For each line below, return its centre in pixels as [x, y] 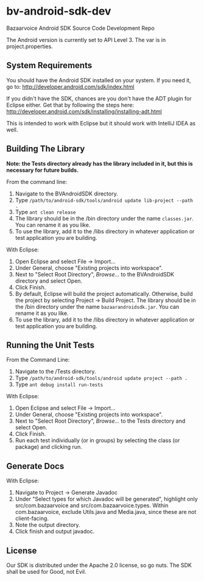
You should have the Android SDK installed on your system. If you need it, [99, 80]
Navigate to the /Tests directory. [55, 371]
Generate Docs [35, 466]
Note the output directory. [47, 525]
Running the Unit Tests [51, 345]
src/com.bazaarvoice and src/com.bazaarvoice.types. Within [92, 505]
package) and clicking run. [48, 447]
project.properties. [30, 46]
